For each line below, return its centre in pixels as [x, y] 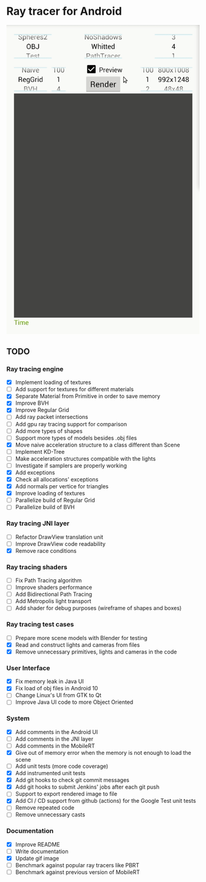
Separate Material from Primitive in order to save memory [88, 396]
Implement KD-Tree [40, 451]
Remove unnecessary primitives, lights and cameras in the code [96, 652]
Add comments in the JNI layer [54, 739]
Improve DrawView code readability [60, 544]
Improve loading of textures [50, 493]
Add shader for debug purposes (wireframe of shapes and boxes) [98, 608]
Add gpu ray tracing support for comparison [71, 424]
